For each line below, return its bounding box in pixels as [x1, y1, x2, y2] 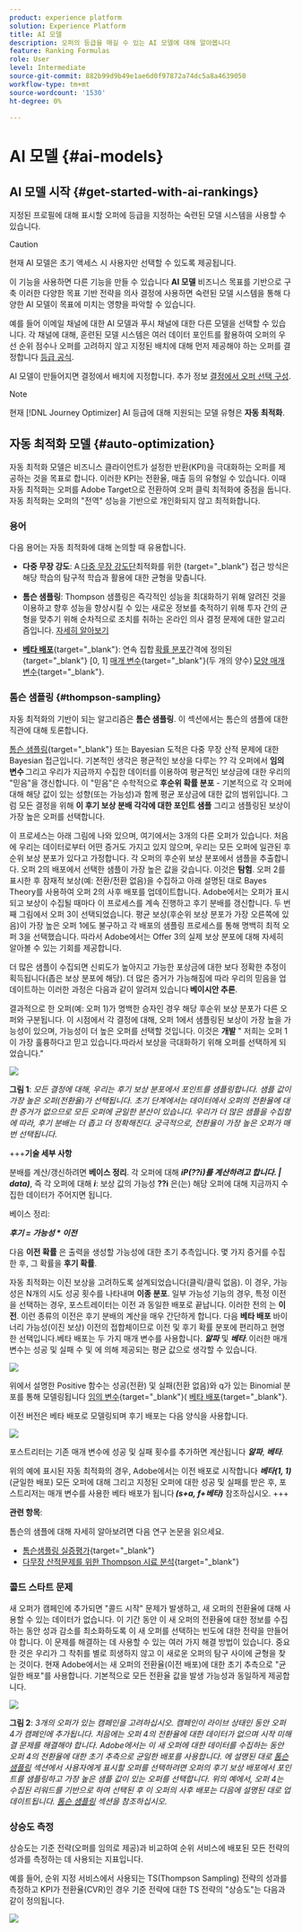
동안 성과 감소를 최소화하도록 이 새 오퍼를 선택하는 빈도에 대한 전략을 [25, 1626, 265, 1637]
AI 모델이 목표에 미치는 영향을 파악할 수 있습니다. [25, 299, 196, 310]
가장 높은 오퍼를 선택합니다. [9, 811, 106, 821]
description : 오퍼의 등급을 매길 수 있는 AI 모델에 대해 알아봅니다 [9, 38, 231, 48]
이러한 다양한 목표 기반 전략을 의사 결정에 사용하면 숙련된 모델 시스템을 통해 [18, 288, 282, 299]
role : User [9, 55, 50, 64]
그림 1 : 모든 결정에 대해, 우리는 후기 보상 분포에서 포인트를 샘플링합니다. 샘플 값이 [9, 1084, 291, 1094]
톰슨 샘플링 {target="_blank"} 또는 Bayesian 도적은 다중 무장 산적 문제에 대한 [9, 743, 280, 754]
